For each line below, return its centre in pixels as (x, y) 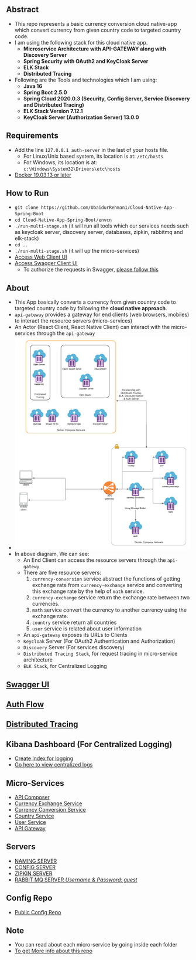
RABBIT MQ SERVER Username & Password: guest (76, 880)
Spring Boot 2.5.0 (45, 92)
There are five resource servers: (62, 573)
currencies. (46, 604)
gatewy (31, 567)
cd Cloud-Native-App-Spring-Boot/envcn (63, 220)
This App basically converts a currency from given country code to (95, 302)
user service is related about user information (87, 629)
